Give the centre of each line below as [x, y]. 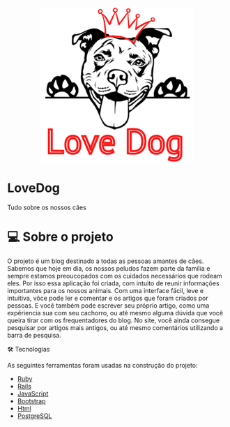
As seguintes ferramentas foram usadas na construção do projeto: [102, 365]
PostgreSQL [34, 416]
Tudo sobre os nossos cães [47, 207]
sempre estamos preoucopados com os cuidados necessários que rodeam [115, 276]
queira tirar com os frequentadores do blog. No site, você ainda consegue [114, 320]
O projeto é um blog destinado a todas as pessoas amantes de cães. [106, 261]
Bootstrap [31, 400]
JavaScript [33, 394]
